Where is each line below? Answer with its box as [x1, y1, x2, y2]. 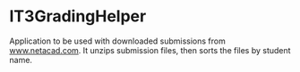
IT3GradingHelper [9, 6, 147, 27]
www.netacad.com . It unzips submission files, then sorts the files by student [9, 44, 291, 55]
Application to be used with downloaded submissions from [9, 36, 226, 46]
